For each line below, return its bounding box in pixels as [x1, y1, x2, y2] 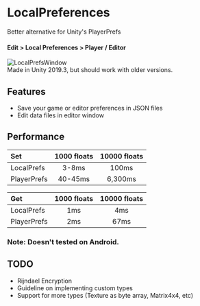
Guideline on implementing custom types [16, 283, 134, 292]
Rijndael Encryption [16, 276, 73, 285]
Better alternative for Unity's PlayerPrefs [7, 27, 121, 36]
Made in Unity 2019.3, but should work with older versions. [7, 66, 173, 74]
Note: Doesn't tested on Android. [7, 237, 120, 246]
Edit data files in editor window [16, 111, 105, 119]
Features [7, 86, 46, 97]
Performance [7, 131, 65, 143]
